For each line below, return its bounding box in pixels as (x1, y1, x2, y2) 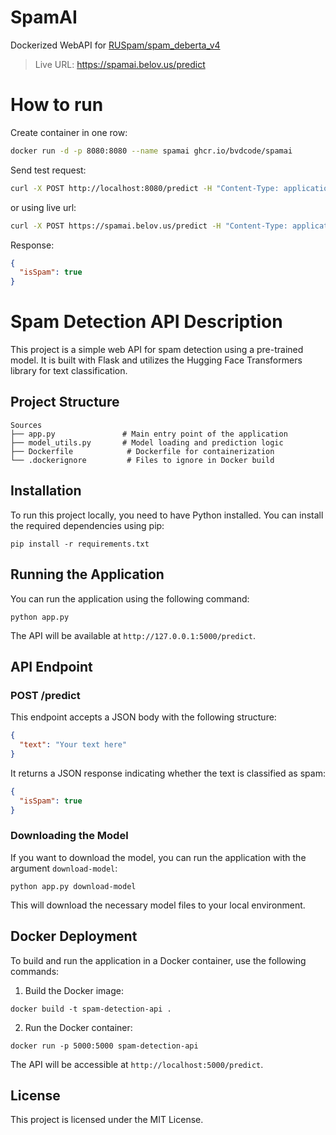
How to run (10, 94, 104, 116)
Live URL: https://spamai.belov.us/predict (34, 58, 206, 70)
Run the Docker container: (24, 1021, 133, 1033)
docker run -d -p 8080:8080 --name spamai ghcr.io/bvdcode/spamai (10, 146, 293, 156)
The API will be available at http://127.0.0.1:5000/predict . (10, 629, 257, 641)
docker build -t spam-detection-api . (10, 1004, 172, 1014)
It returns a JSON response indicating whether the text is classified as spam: (10, 767, 326, 779)
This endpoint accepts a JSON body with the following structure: (10, 711, 277, 723)
